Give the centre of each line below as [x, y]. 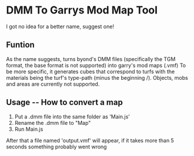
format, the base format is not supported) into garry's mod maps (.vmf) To [96, 65]
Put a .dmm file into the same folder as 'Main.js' [72, 116]
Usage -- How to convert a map [65, 102]
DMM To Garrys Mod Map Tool [82, 10]
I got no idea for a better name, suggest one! [60, 26]
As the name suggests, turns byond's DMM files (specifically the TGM [91, 59]
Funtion [21, 45]
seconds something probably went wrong [56, 147]
